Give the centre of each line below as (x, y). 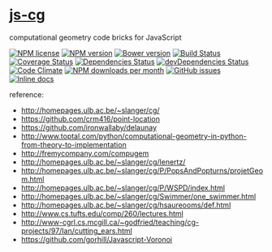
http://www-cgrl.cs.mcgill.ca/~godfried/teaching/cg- (110, 222)
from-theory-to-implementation (73, 144)
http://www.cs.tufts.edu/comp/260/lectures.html (102, 213)
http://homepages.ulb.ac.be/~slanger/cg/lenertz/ (103, 162)
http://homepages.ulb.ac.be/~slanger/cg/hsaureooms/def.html (126, 205)
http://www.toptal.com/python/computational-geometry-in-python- (134, 136)
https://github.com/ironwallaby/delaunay (89, 127)
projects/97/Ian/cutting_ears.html (76, 231)
